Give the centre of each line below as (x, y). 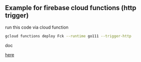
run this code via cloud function (37, 27)
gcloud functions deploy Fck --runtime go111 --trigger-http (68, 36)
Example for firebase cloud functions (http (71, 8)
